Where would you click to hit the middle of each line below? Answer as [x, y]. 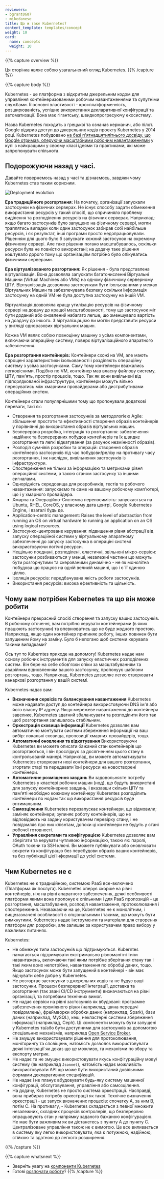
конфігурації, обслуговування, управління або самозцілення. [76, 1086]
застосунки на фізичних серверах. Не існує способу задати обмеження [80, 208]
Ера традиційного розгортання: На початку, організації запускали [75, 202]
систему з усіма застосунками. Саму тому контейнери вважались [75, 366]
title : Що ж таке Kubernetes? [36, 23]
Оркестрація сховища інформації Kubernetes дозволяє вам [76, 726]
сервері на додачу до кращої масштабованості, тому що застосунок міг [80, 310]
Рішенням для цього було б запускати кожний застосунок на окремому [80, 239]
